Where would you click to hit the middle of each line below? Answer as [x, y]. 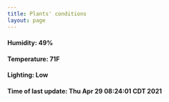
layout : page [27, 20]
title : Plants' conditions [47, 14]
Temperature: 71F [34, 59]
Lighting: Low [28, 75]
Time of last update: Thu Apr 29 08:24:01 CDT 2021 [85, 91]
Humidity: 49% [30, 43]
